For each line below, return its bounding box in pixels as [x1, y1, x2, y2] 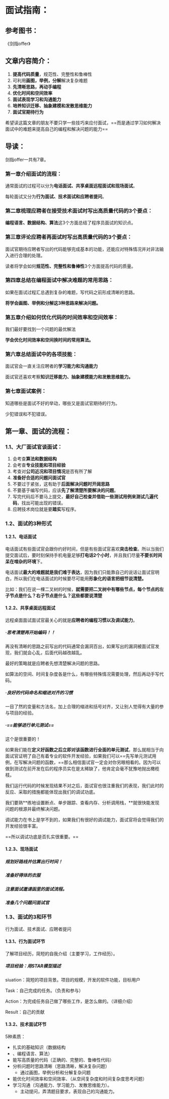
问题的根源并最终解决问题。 [5, 805, 63, 812]
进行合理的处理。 [9, 252, 45, 258]
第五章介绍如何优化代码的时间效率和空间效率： [5, 314, 119, 321]
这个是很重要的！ [5, 736, 41, 742]
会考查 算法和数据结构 [12, 456, 57, 462]
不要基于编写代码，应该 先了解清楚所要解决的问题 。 [12, 487, 119, 493]
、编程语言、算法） [12, 1051, 53, 1057]
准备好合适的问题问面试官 [12, 475, 66, 481]
